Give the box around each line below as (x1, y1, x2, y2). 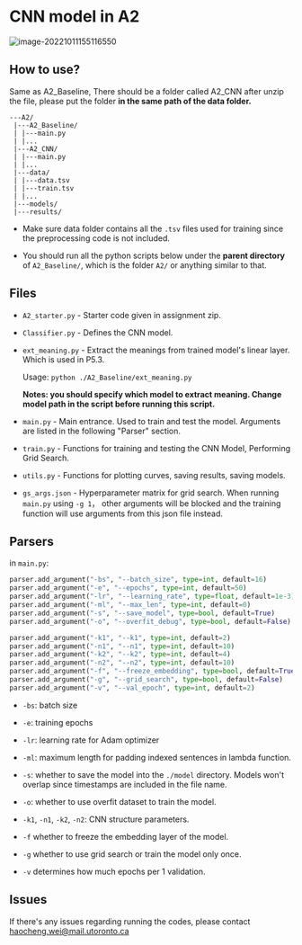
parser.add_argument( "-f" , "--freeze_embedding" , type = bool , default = (9, 667, 280, 676)
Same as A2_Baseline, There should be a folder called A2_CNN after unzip (9, 85, 285, 96)
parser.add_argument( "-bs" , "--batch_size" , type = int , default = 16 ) (9, 575, 268, 584)
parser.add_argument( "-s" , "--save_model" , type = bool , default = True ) (9, 609, 276, 618)
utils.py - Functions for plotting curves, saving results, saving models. (22, 469, 286, 480)
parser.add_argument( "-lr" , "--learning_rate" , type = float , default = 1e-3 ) (9, 592, 296, 602)
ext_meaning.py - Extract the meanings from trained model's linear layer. (22, 344, 290, 355)
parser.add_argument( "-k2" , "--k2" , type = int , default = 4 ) (9, 650, 231, 659)
